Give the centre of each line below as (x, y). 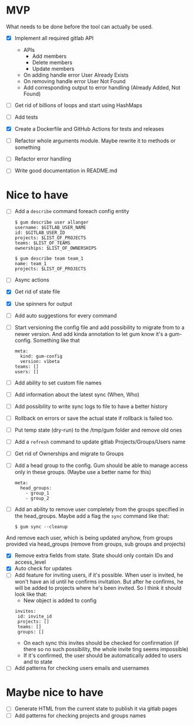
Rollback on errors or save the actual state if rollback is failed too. (94, 418)
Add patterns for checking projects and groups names (80, 716)
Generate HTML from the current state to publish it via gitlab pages (96, 708)
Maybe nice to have (55, 692)
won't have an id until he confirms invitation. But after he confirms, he (99, 582)
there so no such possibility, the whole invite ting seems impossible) (106, 649)
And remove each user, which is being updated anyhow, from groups (90, 538)
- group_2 (37, 499)
